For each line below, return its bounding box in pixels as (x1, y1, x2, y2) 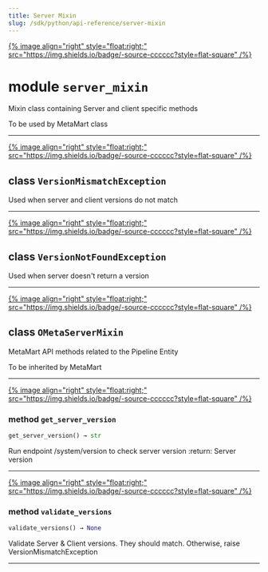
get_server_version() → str (8, 432, 102, 440)
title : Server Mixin (8, 11, 77, 20)
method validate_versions (8, 506, 112, 517)
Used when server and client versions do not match (8, 195, 178, 205)
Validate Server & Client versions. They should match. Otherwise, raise (8, 538, 241, 548)
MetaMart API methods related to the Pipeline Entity (8, 347, 179, 356)
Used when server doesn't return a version (8, 271, 150, 280)
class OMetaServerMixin (8, 325, 124, 340)
